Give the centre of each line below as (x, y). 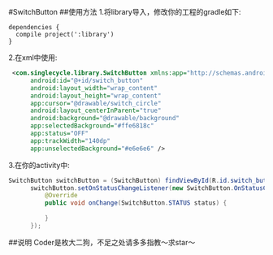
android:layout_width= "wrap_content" (94, 88)
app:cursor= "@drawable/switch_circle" (95, 103)
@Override (61, 196)
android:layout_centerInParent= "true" (95, 111)
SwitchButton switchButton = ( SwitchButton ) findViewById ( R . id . (119, 180)
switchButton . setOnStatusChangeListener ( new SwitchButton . (132, 188)
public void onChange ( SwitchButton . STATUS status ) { (136, 203)
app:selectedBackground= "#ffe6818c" (92, 126)
